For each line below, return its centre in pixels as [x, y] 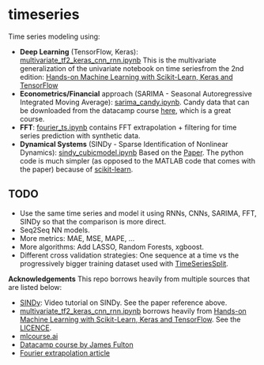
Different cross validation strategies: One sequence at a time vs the [129, 255]
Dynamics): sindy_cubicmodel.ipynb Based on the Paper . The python [132, 152]
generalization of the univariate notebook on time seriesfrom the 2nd [132, 68]
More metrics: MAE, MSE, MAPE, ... [77, 238]
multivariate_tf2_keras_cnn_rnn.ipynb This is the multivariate [118, 60]
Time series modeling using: [54, 36]
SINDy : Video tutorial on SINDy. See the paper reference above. [123, 303]
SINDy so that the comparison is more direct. [93, 221]
